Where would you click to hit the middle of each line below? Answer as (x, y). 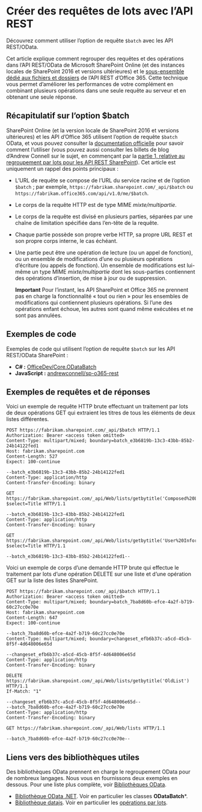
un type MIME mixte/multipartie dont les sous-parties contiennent (114, 271)
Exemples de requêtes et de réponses (78, 392)
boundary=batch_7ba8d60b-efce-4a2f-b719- (142, 602)
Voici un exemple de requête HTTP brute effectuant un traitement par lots (97, 407)
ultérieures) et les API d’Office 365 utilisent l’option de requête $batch (92, 137)
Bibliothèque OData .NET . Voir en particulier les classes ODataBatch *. (101, 796)
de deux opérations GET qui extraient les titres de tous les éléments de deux (101, 413)
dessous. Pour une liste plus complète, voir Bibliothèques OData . (87, 785)
